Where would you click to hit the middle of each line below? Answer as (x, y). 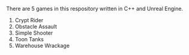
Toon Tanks (29, 39)
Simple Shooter (34, 33)
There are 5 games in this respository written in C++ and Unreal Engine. (95, 9)
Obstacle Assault (36, 27)
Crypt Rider (29, 20)
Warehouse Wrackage (42, 45)
